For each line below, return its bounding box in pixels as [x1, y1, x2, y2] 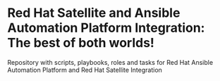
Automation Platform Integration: [7, 20, 205, 36]
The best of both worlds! [7, 35, 155, 51]
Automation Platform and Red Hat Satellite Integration [7, 66, 162, 74]
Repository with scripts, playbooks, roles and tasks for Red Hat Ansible [7, 58, 214, 66]
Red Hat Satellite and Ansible [7, 5, 181, 21]
